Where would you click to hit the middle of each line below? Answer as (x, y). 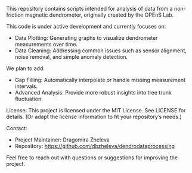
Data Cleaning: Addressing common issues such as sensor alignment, (100, 51)
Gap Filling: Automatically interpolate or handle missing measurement (100, 80)
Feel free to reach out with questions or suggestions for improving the (92, 158)
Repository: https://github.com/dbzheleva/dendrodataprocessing (95, 146)
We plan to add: (26, 68)
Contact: (17, 128)
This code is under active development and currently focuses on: (86, 26)
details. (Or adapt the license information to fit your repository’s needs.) (94, 117)
